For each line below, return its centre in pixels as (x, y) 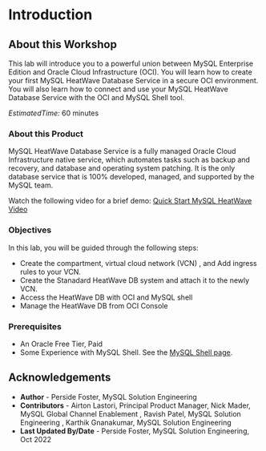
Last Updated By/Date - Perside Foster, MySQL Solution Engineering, (135, 431)
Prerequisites (35, 326)
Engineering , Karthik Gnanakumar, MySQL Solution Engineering (126, 422)
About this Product (46, 134)
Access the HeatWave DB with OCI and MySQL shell (106, 297)
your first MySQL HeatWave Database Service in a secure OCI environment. (133, 81)
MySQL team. (31, 185)
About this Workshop (63, 44)
